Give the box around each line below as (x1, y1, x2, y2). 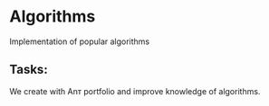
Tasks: (9, 62, 48, 77)
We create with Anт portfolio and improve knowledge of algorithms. (9, 85, 261, 96)
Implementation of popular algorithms (9, 36, 150, 47)
